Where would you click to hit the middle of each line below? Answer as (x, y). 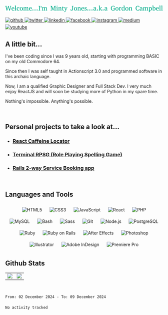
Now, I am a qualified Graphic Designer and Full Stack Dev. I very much (78, 86)
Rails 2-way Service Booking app (53, 168)
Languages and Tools (39, 195)
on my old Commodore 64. (33, 62)
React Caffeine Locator (41, 141)
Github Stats (25, 263)
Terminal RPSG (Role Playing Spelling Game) (67, 154)
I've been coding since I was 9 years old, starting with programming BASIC (82, 56)
